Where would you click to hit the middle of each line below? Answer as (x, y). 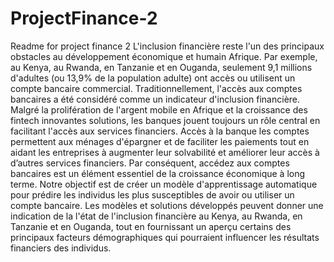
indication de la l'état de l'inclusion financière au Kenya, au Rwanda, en (156, 216)
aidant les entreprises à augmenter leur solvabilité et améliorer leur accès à (165, 152)
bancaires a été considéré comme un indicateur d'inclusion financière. (155, 99)
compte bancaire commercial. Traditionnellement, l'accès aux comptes (156, 88)
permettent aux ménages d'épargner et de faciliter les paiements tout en (160, 141)
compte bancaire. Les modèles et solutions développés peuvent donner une (167, 205)
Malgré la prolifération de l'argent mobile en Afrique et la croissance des (159, 109)
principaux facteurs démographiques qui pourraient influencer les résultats (165, 237)
